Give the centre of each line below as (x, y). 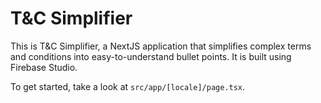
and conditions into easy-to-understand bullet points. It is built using (151, 56)
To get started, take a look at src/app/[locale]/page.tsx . (128, 86)
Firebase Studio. (44, 67)
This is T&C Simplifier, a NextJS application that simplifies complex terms (161, 46)
